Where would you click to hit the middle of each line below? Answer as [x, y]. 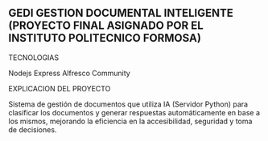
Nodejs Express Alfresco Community [69, 73]
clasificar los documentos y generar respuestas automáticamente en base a [134, 112]
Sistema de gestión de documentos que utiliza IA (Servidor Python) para [128, 104]
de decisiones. [33, 129]
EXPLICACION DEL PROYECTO [60, 88]
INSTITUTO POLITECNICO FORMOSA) [105, 38]
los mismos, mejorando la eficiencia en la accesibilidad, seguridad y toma [130, 121]
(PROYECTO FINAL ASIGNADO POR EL [106, 26]
